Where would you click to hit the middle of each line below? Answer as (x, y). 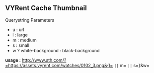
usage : (13, 60)
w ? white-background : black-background (56, 50)
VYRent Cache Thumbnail (46, 8)
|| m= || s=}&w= (132, 65)
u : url (18, 30)
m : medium (24, 40)
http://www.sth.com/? (44, 60)
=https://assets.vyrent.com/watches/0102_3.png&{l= (59, 65)
